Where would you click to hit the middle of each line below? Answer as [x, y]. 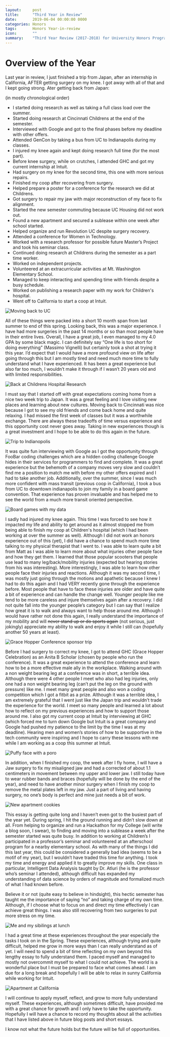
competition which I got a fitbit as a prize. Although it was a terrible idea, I [82, 695]
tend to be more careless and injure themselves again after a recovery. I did [84, 599]
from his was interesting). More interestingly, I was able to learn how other [83, 568]
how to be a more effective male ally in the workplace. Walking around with [83, 668]
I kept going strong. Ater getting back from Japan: [57, 88]
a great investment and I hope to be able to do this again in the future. [78, 431]
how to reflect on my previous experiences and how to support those [77, 711]
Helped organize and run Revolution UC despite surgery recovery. [81, 231]
